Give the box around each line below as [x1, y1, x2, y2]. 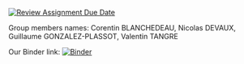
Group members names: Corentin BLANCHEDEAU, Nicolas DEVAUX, [8, 23, 237, 32]
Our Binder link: [8, 47, 61, 56]
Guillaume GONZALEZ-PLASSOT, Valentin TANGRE [8, 32, 178, 41]
